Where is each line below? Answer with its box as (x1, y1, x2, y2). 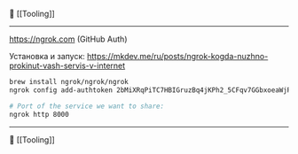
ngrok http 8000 (9, 110, 69, 119)
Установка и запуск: (9, 51, 86, 61)
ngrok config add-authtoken (9, 85, 114, 95)
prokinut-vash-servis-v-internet (9, 60, 126, 71)
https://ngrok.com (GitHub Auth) (9, 34, 128, 44)
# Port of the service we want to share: (9, 102, 165, 111)
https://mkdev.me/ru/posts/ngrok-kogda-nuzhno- (87, 51, 269, 61)
